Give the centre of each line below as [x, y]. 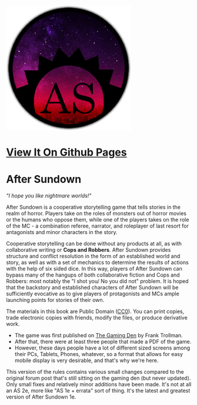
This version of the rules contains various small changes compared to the [95, 372]
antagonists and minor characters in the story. [62, 232]
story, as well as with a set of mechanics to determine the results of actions [98, 262]
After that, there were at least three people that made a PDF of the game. [103, 342]
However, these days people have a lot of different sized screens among [102, 348]
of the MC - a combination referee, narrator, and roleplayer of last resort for [98, 226]
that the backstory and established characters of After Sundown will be [92, 288]
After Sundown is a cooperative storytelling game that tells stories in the [94, 207]
